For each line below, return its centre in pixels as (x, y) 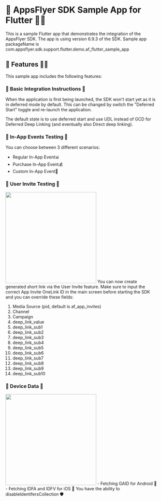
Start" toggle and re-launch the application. (49, 110)
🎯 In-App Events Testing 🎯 (37, 137)
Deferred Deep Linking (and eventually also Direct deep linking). (69, 124)
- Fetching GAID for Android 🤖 (127, 484)
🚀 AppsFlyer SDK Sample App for (73, 10)
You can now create (117, 281)
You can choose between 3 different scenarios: (53, 147)
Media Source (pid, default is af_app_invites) (57, 306)
